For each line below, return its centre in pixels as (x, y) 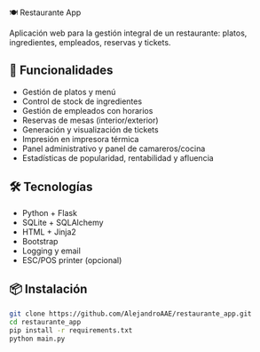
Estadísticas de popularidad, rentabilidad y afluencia (118, 157)
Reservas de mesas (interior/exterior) (90, 120)
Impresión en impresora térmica (80, 139)
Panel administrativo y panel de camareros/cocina (114, 148)
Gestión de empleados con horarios (87, 110)
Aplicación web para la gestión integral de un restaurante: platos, (128, 33)
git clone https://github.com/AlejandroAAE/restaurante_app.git (130, 314)
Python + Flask (50, 212)
